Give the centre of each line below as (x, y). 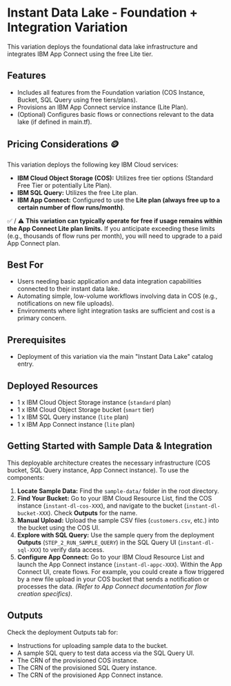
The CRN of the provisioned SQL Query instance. (87, 667)
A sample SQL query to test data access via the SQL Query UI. (106, 653)
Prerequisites (37, 340)
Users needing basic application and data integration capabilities (109, 281)
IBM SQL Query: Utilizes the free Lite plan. (78, 192)
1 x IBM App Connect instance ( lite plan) (76, 424)
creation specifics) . (44, 593)
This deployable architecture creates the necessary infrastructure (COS (109, 463)
